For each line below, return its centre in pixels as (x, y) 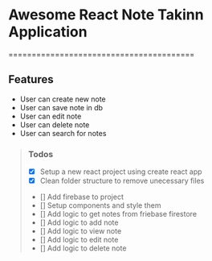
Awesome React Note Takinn (106, 15)
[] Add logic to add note (79, 222)
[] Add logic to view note (81, 231)
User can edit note (51, 116)
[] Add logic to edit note (79, 240)
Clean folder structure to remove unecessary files (122, 181)
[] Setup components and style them (100, 205)
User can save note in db (61, 107)
